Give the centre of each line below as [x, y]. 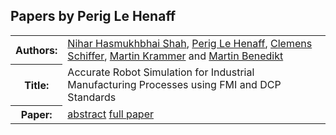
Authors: [36, 50]
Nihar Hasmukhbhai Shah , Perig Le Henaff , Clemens [190, 43]
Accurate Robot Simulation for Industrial [161, 72]
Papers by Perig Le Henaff [93, 16]
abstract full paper [111, 114]
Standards [92, 97]
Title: [37, 85]
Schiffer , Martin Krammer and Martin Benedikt [175, 56]
